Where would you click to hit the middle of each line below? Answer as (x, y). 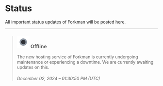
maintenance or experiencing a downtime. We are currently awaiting (85, 62)
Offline (39, 46)
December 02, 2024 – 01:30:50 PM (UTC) (58, 78)
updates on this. (33, 67)
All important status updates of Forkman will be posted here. (65, 22)
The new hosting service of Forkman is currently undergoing (77, 57)
